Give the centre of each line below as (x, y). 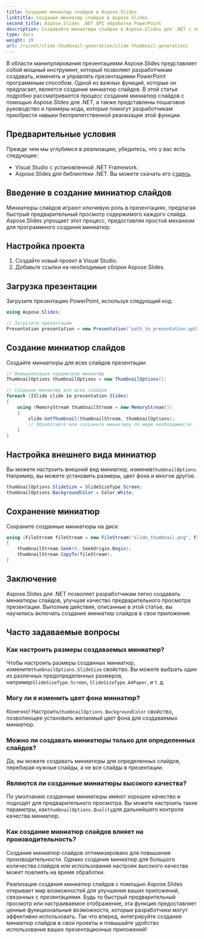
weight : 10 (20, 40)
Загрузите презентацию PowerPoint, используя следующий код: (90, 301)
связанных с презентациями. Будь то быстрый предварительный (91, 897)
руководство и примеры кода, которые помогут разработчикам (90, 108)
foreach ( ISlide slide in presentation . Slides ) (68, 396)
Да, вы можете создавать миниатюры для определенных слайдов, (93, 761)
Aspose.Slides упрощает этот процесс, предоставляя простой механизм (100, 221)
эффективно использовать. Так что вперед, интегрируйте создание (94, 916)
